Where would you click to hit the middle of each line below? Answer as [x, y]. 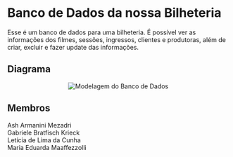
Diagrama [29, 69]
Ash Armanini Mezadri [39, 125]
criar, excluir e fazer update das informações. [73, 47]
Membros [29, 108]
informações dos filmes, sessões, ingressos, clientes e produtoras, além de [117, 39]
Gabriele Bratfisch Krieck [44, 132]
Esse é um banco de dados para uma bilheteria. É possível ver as [102, 32]
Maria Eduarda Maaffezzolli [47, 147]
